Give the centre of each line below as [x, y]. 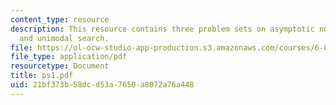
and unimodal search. [64, 38]
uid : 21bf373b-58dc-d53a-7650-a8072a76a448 [102, 85]
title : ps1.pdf [42, 76]
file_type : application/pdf [69, 57]
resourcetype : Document [60, 66]
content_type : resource [60, 19]
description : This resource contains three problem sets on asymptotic [162, 29]
